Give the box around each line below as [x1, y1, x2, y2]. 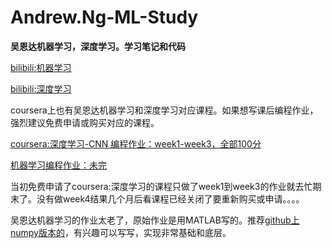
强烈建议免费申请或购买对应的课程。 [10, 116, 160, 128]
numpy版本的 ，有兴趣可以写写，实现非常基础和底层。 [10, 226, 232, 238]
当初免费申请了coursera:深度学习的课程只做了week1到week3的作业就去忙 [10, 180, 313, 192]
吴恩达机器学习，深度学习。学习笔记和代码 [10, 40, 186, 52]
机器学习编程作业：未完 [10, 159, 107, 171]
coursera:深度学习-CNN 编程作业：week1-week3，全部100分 [10, 137, 262, 150]
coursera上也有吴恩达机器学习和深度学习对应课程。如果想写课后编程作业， [10, 104, 319, 116]
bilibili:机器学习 [10, 61, 72, 73]
